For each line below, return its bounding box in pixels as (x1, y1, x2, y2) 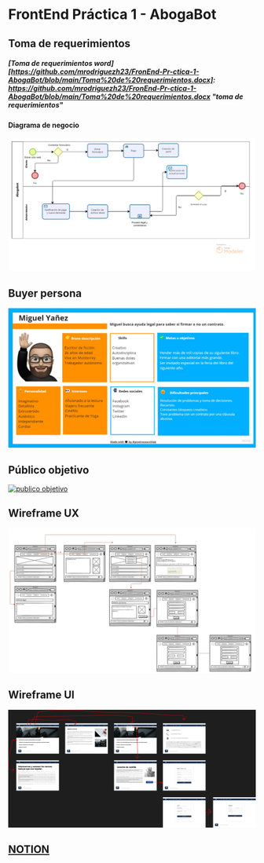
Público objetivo (8, 463, 90, 477)
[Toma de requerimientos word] (8, 59, 114, 68)
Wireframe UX (8, 506, 80, 520)
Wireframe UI (8, 689, 75, 702)
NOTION (8, 843, 49, 856)
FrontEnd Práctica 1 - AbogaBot (8, 5, 217, 24)
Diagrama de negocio (8, 120, 80, 130)
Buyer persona (8, 287, 82, 300)
